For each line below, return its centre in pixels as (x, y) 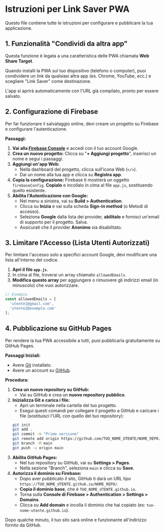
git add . (22, 430)
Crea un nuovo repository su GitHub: (51, 389)
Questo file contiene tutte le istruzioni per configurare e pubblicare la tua (79, 23)
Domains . (30, 499)
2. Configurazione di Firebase (52, 112)
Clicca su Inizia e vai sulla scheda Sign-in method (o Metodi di (84, 206)
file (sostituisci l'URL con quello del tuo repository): (72, 416)
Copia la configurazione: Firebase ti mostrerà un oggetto (71, 180)
